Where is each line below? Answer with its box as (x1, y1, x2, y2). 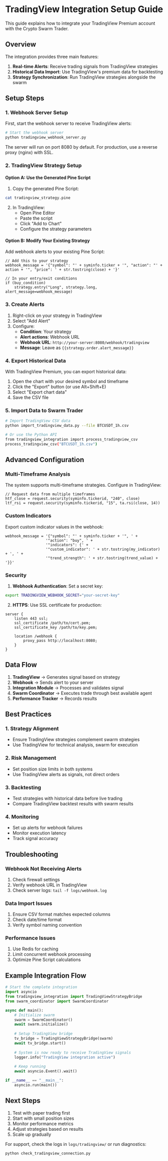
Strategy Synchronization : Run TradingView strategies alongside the (12, 74, 156, 80)
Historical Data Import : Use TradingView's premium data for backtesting (12, 69, 163, 75)
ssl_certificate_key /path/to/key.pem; (14, 625, 98, 630)
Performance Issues (5, 935, 56, 942)
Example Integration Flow (5, 971, 87, 980)
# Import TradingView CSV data (5, 418, 71, 424)
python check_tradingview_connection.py (5, 1150, 91, 1156)
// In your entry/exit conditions (5, 276, 78, 281)
